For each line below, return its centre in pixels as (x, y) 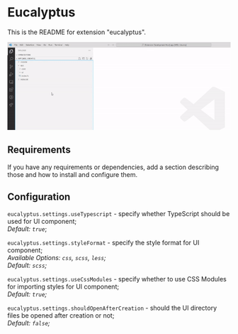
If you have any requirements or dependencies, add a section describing (113, 167)
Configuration (39, 196)
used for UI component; (42, 222)
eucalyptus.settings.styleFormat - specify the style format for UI (103, 243)
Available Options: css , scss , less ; (57, 258)
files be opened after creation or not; (61, 316)
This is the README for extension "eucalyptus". (77, 32)
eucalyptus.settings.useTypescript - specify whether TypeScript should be (119, 214)
